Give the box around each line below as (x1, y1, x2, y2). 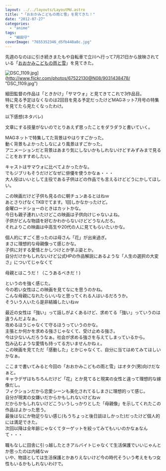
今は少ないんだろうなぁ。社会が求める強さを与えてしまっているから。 (5, 334, 148, 340)
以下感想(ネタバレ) (5, 114, 44, 119)
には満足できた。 (5, 419, 40, 425)
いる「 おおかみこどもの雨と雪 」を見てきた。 (5, 60, 97, 66)
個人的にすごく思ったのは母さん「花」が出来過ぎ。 (5, 234, 110, 240)
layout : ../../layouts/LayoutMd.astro (5, 7, 85, 12)
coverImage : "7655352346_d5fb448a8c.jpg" (5, 40, 92, 45)
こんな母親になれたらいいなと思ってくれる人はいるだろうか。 (5, 293, 130, 298)
